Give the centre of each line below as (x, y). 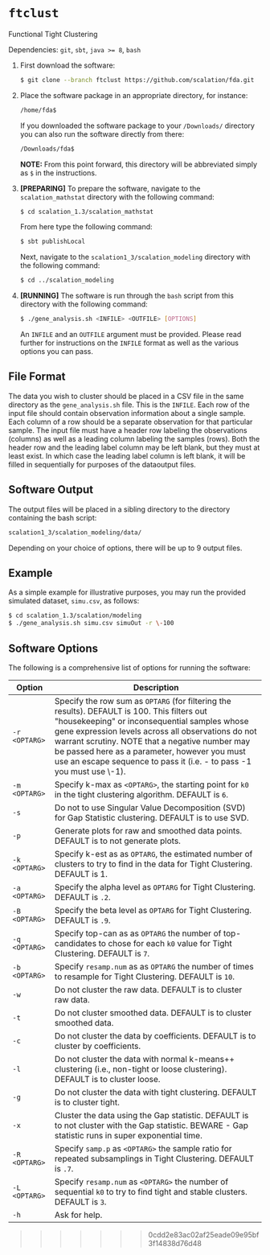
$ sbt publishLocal (53, 242)
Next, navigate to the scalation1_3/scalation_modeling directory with (135, 257)
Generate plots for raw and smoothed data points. (149, 830)
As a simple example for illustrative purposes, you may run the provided (127, 592)
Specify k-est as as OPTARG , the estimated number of (154, 854)
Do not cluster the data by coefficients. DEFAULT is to (155, 1035)
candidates (76, 943)
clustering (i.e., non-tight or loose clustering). (141, 1069)
